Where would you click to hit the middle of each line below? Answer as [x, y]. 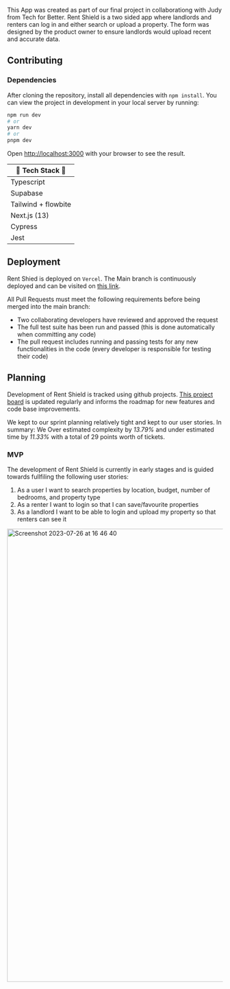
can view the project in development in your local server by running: [103, 102]
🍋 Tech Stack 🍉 [41, 171]
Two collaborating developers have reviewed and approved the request [117, 320]
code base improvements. [44, 409]
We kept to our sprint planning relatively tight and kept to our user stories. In [114, 422]
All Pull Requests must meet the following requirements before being [104, 299]
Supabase [27, 193]
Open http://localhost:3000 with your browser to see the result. [97, 154]
